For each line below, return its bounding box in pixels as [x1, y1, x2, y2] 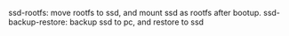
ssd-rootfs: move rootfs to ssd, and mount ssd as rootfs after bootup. [8, 8, 261, 18]
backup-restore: [8, 17, 68, 27]
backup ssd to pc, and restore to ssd [69, 17, 205, 27]
